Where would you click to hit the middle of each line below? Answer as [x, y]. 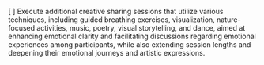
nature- [228, 20]
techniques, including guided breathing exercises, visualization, [111, 20]
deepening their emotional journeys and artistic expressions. [107, 53]
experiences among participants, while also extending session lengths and [130, 45]
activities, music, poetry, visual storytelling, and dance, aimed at [141, 28]
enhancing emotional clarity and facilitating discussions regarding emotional [132, 36]
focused [22, 28]
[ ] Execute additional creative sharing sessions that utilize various [116, 11]
